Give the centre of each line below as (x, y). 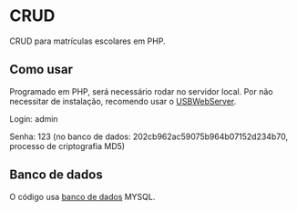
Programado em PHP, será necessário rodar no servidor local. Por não (141, 91)
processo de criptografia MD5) (67, 146)
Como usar (41, 70)
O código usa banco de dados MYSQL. (82, 196)
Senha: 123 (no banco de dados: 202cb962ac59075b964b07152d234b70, (149, 136)
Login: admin (34, 118)
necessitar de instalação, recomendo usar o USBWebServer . (123, 101)
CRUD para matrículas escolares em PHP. (87, 41)
